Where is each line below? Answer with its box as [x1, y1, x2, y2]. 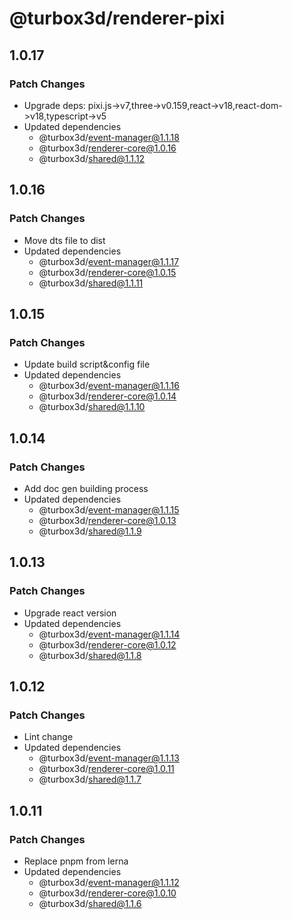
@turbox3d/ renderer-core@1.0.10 [38, 887, 177, 899]
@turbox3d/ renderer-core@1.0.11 [38, 763, 175, 775]
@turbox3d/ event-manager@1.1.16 [38, 380, 180, 392]
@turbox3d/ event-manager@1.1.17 [38, 255, 180, 267]
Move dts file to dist [23, 234, 106, 246]
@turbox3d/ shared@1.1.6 [38, 898, 142, 909]
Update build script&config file [23, 358, 151, 371]
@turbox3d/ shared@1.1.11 [38, 277, 144, 289]
